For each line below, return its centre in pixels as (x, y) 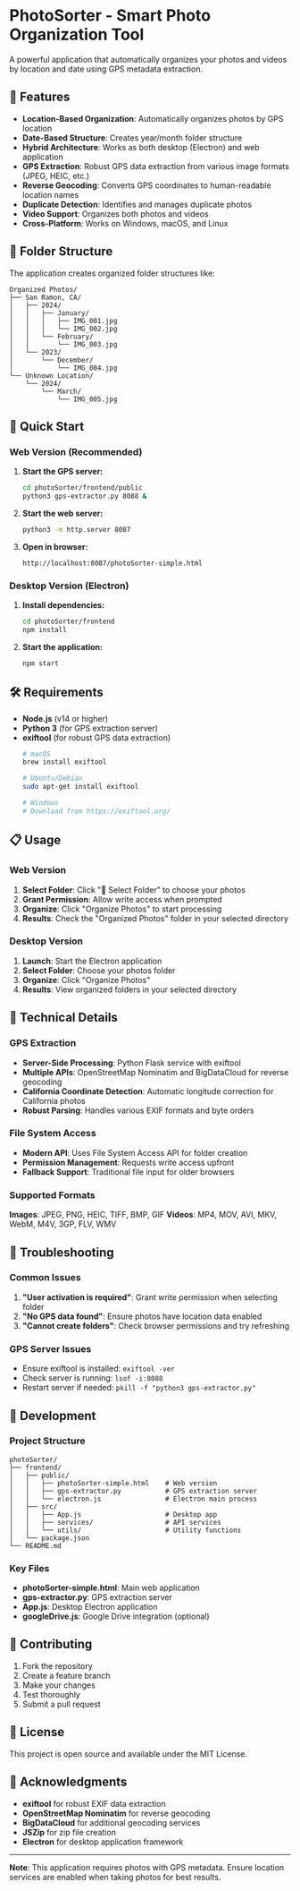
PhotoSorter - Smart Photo (110, 16)
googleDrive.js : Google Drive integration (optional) (116, 1616)
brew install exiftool (64, 762)
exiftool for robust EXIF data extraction (94, 1803)
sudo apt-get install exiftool (80, 787)
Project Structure (47, 1441)
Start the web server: (62, 513)
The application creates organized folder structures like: (112, 273)
